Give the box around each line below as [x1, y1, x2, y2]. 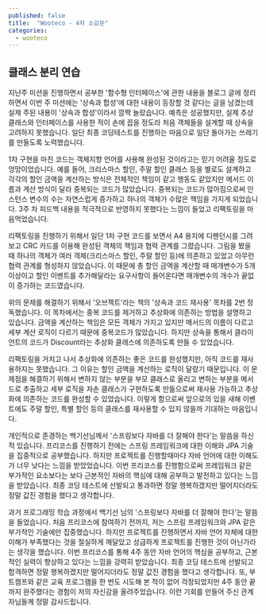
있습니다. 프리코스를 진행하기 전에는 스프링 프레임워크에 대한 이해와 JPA [16, 441, 240, 450]
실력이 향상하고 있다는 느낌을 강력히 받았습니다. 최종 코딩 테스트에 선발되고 [22, 558, 254, 567]
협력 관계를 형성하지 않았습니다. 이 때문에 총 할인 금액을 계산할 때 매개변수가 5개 [8, 261, 256, 270]
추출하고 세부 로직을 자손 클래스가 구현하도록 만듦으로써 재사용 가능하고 [22, 384, 244, 394]
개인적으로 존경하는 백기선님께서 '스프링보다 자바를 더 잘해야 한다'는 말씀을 [8, 431, 240, 441]
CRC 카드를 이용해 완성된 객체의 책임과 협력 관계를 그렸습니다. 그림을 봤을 [22, 241, 252, 251]
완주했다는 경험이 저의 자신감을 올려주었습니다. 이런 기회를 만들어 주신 [22, 587, 240, 597]
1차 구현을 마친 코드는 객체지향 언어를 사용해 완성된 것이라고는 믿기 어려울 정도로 [8, 154, 256, 164]
